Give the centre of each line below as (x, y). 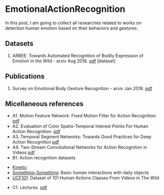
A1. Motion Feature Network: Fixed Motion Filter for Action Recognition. (84, 116)
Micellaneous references (44, 104)
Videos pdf (23, 152)
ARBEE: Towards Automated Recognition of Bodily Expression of (78, 55)
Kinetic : (20, 167)
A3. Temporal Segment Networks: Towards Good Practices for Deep (82, 137)
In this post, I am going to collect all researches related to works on (73, 23)
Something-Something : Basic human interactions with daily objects (81, 173)
